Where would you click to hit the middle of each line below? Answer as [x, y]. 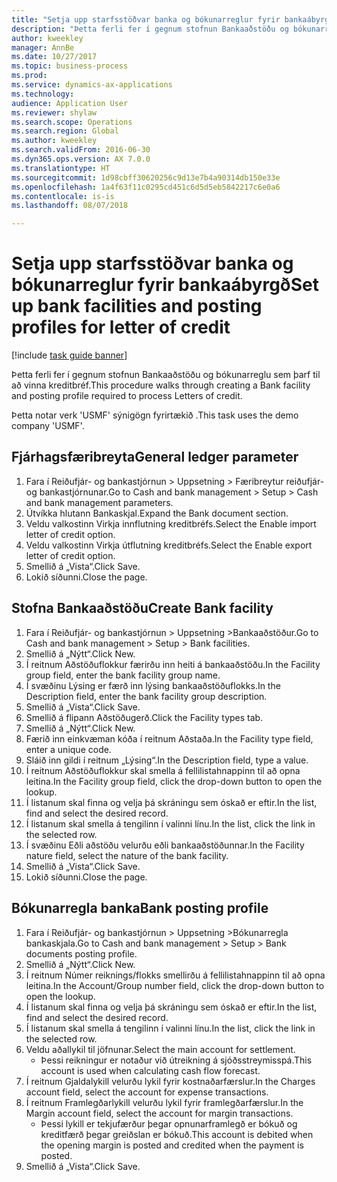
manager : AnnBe [43, 47]
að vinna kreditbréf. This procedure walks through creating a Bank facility [161, 385]
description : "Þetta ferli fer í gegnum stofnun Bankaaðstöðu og [150, 29]
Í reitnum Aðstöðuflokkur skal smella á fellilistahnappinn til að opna [163, 770]
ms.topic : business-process [70, 66]
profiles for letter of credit [121, 327]
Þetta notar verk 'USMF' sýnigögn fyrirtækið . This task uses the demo [155, 415]
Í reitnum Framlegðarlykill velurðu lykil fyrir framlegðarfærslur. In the [164, 1102]
